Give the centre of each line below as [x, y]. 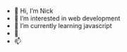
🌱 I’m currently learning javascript [63, 26]
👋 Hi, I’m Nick [34, 11]
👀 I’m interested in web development [67, 18]
